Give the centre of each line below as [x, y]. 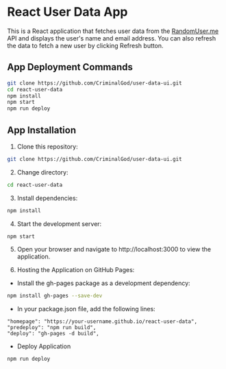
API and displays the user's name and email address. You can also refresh [112, 38]
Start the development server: [59, 223]
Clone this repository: [47, 146]
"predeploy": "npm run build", [52, 328]
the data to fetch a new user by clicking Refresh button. [85, 45]
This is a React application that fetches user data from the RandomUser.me [113, 31]
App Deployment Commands [70, 67]
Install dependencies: [47, 198]
